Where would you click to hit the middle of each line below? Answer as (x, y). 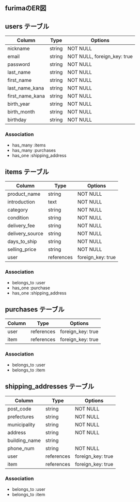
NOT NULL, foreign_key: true (100, 56)
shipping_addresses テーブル (50, 386)
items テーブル (27, 172)
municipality (21, 425)
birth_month (21, 112)
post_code (19, 409)
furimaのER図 (26, 8)
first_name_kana (26, 96)
